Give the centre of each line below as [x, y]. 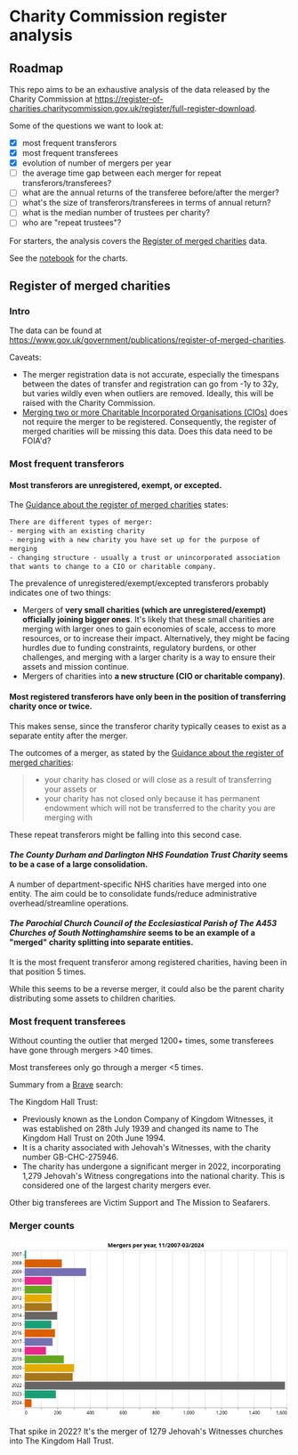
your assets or [71, 789]
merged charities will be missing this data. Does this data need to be [147, 431]
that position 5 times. [48, 971]
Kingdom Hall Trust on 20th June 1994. [94, 1138]
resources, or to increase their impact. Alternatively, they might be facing [156, 638]
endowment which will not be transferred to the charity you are [160, 808]
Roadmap [36, 68]
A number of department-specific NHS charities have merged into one [138, 884]
